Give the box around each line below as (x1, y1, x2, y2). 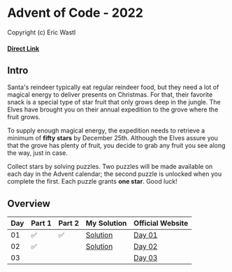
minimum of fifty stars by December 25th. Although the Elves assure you (7, 134, 219, 142)
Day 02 (133, 242, 158, 252)
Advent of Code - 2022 (7, 5, 143, 21)
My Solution (85, 219, 127, 229)
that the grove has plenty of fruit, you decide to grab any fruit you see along (7, 142, 226, 150)
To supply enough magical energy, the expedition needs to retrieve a (7, 126, 205, 135)
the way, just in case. (7, 149, 68, 157)
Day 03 (133, 253, 158, 263)
